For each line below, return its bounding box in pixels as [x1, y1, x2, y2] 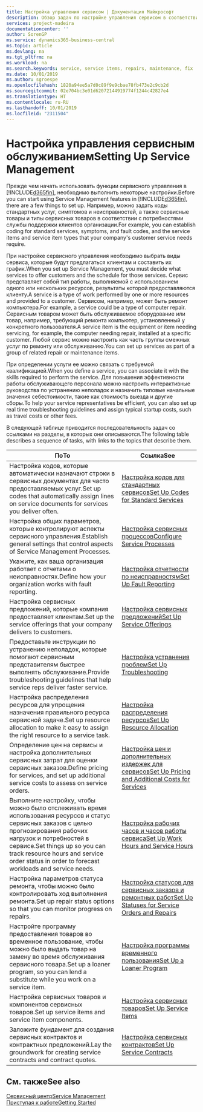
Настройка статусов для [121, 878, 194, 887]
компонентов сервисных [9, 1000, 83, 1009]
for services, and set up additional [9, 771, 106, 780]
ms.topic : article [6, 43, 53, 49]
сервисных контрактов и [9, 1033, 83, 1042]
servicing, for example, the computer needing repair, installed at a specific [6, 330, 192, 337]
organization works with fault [9, 580, 92, 589]
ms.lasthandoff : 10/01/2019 [6, 104, 77, 111]
